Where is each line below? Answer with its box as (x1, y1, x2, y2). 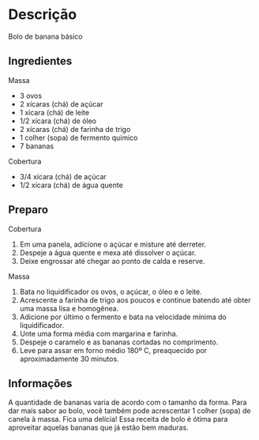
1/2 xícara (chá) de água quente (19, 180, 124, 190)
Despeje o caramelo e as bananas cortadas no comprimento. (19, 337, 219, 347)
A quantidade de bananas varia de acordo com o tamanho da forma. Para (8, 397, 247, 408)
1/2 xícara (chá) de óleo (19, 116, 97, 126)
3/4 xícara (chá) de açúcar (19, 171, 107, 181)
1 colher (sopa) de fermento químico (19, 133, 138, 142)
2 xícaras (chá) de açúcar (19, 99, 103, 108)
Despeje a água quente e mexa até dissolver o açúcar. (19, 247, 197, 258)
